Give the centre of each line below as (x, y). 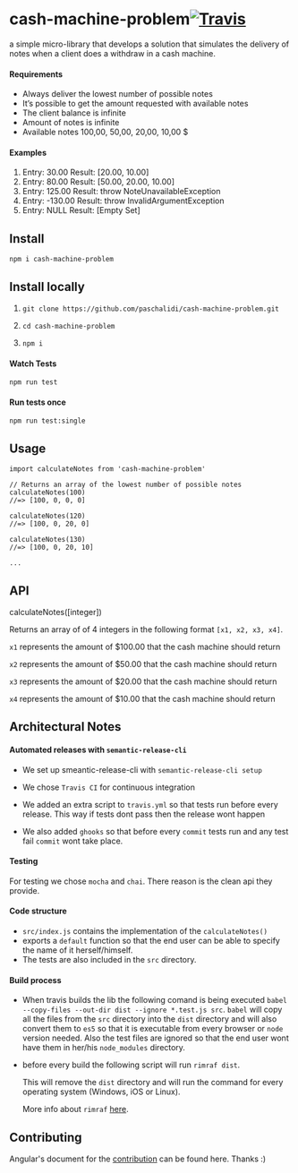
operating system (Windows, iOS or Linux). (101, 1092)
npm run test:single (48, 421)
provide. (25, 890)
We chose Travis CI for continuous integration (108, 787)
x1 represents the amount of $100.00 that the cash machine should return (145, 646)
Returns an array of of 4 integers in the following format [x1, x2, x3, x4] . (146, 629)
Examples (28, 152)
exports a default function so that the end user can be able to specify (151, 941)
